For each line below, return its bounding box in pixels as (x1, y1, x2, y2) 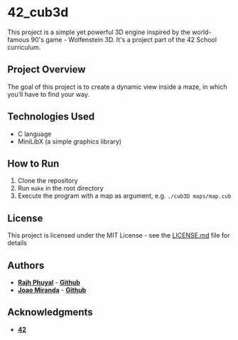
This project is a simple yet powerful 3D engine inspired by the (7, 28, 190, 36)
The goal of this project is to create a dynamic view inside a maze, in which (7, 83, 227, 91)
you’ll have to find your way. (7, 90, 90, 98)
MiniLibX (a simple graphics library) (17, 137, 122, 146)
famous (7, 35, 30, 43)
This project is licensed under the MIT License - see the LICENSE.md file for (7, 231, 230, 240)
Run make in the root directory (17, 184, 104, 193)
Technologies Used (7, 111, 94, 123)
